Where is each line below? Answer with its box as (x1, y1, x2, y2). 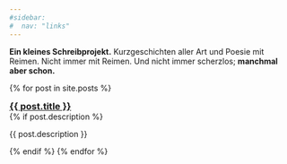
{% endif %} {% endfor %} (9, 145, 109, 157)
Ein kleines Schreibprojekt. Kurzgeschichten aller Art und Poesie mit (9, 46, 265, 56)
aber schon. (9, 65, 56, 76)
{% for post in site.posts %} (9, 82, 112, 93)
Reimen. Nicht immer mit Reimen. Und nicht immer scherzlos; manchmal (9, 56, 278, 66)
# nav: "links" (9, 22, 70, 30)
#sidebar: (9, 13, 47, 22)
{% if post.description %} (9, 111, 103, 122)
